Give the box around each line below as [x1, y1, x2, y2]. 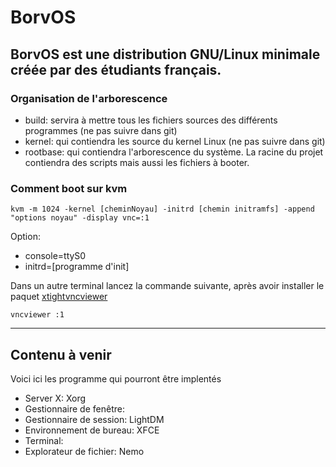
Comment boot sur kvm [10, 181, 128, 195]
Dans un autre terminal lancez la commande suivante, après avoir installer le [10, 280, 325, 292]
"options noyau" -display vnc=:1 [10, 213, 150, 223]
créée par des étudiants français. [10, 61, 222, 78]
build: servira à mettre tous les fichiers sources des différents [24, 114, 278, 126]
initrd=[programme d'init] [24, 261, 130, 273]
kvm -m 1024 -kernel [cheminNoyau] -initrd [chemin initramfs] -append [10, 204, 315, 215]
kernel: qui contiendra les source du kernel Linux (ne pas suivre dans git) [24, 135, 326, 147]
